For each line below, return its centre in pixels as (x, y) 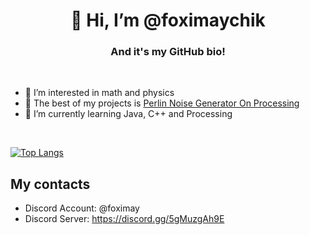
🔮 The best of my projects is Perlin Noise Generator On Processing (162, 103)
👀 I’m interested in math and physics (99, 93)
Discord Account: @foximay (82, 208)
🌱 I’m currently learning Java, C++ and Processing (128, 114)
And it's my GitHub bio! (168, 52)
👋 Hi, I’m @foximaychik (168, 20)
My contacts (50, 184)
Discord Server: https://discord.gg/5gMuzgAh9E (124, 219)
